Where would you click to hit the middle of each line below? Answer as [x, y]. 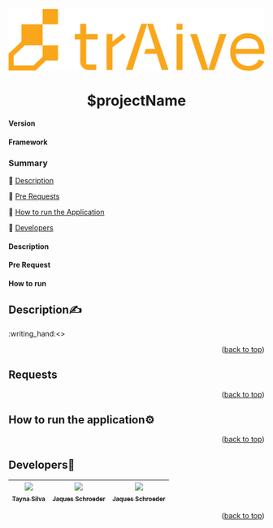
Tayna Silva [29, 499]
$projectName [136, 100]
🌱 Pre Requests [34, 196]
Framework [28, 142]
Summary [28, 163]
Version [22, 123]
